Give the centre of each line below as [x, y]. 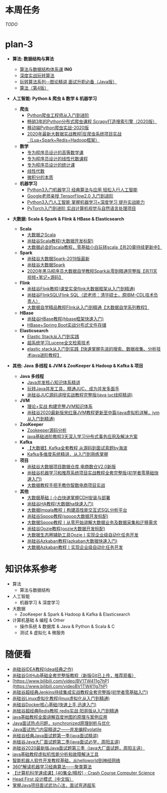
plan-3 [19, 44]
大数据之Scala [41, 234]
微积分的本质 [40, 177]
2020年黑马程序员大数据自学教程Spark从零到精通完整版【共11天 [92, 271]
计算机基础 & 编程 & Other [39, 620]
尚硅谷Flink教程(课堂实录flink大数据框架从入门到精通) [81, 288]
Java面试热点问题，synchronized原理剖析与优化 [61, 723]
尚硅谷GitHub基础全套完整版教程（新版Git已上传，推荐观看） [74, 675]
